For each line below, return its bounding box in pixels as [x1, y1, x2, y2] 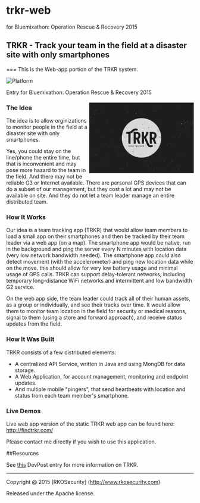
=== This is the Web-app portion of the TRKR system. [6, 65, 139, 73]
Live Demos [6, 407, 41, 415]
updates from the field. [6, 320, 62, 327]
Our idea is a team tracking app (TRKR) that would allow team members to [6, 227, 188, 234]
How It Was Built [6, 335, 55, 343]
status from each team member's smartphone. [14, 392, 129, 399]
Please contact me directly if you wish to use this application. [6, 438, 157, 445]
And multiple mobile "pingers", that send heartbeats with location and [14, 385, 186, 393]
